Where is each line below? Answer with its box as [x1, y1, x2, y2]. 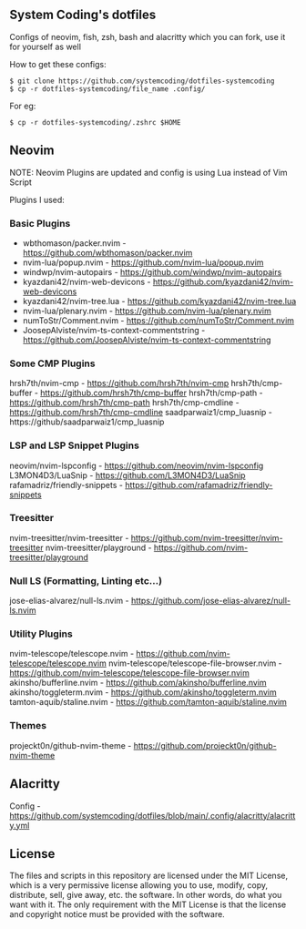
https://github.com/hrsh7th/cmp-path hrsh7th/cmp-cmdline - [9, 397, 240, 408]
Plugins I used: [9, 194, 66, 205]
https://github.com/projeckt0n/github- [133, 740, 277, 750]
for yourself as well [9, 41, 82, 52]
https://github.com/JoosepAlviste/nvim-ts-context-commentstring [22, 334, 271, 345]
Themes [9, 720, 47, 732]
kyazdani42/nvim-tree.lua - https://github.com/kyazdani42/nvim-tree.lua [22, 295, 297, 306]
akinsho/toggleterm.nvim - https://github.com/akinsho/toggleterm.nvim [9, 687, 277, 698]
